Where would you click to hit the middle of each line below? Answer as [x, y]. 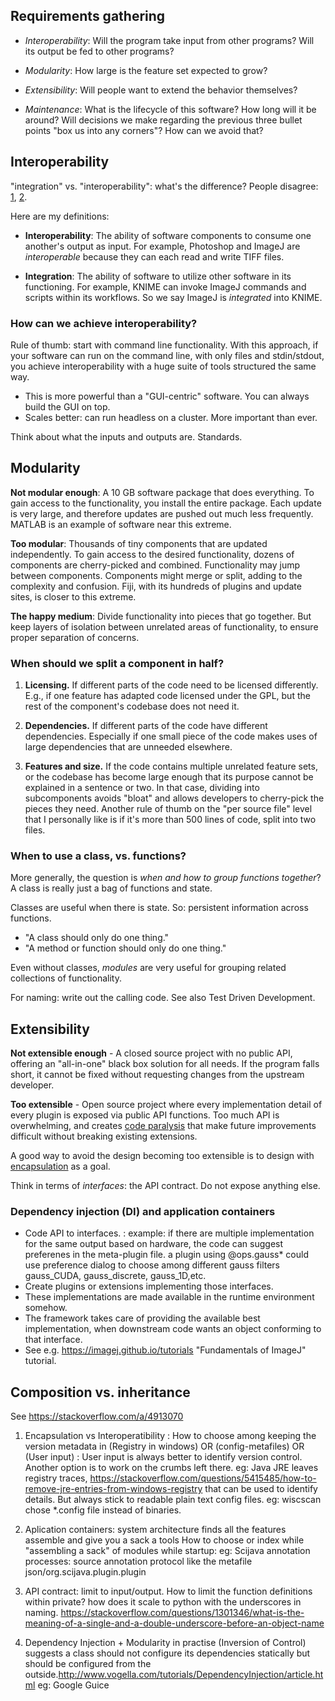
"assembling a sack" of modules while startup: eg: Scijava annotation [167, 1551]
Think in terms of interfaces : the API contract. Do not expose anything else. [165, 1186]
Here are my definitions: [60, 216]
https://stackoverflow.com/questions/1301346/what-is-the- [182, 1613]
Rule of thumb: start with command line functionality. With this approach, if [164, 345]
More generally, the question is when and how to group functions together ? [166, 878]
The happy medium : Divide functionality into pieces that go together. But [161, 616]
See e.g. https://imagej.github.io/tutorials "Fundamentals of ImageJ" [165, 1350]
